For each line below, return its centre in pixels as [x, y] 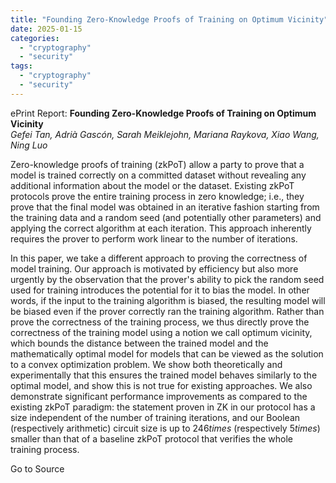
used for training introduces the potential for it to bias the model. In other [160, 290]
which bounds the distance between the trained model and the [139, 343]
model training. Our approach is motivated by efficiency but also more [154, 268]
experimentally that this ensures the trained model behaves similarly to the [164, 375]
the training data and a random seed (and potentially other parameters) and [166, 217]
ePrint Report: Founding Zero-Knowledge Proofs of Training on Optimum [163, 113]
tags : [21, 66]
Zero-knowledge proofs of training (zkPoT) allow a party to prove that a [157, 164]
